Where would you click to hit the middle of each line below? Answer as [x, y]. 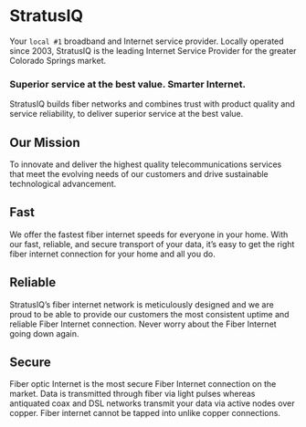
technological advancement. [63, 184]
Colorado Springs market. [58, 60]
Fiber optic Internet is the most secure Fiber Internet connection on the [143, 384]
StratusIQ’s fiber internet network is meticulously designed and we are [142, 304]
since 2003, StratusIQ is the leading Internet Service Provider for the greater [153, 50]
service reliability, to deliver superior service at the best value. [127, 114]
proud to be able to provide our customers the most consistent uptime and [149, 314]
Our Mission [45, 142]
